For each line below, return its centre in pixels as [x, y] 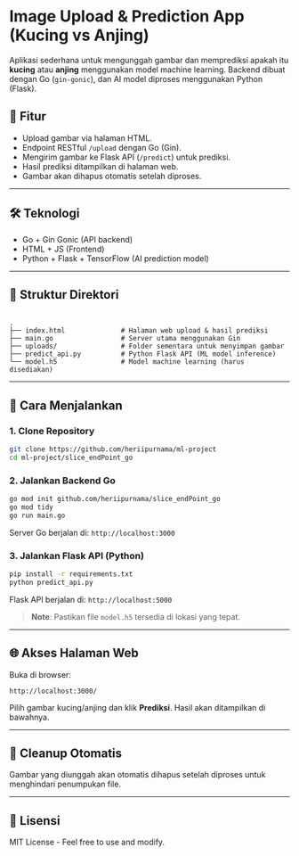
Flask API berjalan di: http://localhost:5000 [91, 599]
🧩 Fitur [28, 116]
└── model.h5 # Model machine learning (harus [127, 362]
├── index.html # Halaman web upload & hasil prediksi [139, 331]
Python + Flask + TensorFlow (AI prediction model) [115, 258]
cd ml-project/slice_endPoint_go [71, 457]
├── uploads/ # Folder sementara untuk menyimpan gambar [147, 346]
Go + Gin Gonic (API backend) [77, 239]
